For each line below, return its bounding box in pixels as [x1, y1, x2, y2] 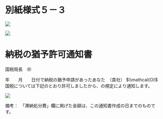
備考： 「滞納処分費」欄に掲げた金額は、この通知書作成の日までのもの [5, 102, 151, 109]
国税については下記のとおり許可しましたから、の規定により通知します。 [5, 82, 153, 89]
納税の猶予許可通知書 [5, 49, 93, 60]
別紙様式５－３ [5, 4, 67, 16]
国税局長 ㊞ [5, 66, 31, 72]
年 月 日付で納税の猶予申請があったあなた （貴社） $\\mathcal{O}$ [5, 77, 158, 82]
